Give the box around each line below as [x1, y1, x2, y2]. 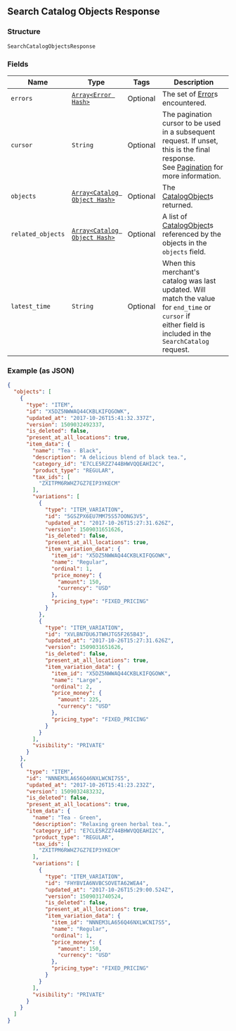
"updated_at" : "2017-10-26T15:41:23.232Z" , [25, 782, 156, 789]
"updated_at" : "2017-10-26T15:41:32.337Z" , [25, 414, 156, 421]
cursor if [162, 311, 191, 321]
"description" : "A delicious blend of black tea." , [32, 454, 188, 461]
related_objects [11, 230, 65, 238]
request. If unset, [162, 135, 218, 145]
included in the [162, 328, 211, 338]
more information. [162, 171, 221, 180]
